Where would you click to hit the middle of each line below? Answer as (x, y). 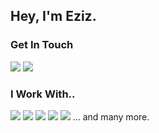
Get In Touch (42, 45)
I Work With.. (43, 94)
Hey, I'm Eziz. (53, 16)
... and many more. (111, 116)
